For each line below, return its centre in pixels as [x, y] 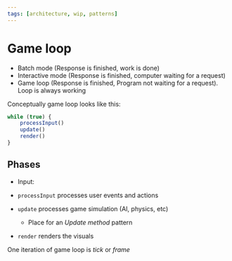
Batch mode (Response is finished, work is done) [89, 68]
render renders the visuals [56, 236]
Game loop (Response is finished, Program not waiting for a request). [118, 83]
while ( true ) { [30, 116]
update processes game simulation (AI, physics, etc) [93, 208]
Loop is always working [52, 90]
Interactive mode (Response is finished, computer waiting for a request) [122, 75]
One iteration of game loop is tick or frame [69, 249]
